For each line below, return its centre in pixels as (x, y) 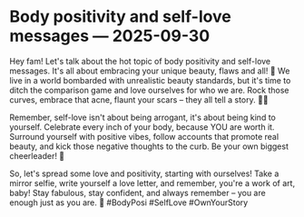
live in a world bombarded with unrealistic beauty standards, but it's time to (150, 80)
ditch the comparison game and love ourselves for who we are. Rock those (149, 90)
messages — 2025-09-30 (110, 36)
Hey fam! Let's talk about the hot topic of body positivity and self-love (140, 61)
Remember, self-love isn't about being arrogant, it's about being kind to (143, 117)
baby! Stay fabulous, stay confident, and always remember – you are (137, 192)
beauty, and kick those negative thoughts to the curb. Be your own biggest (149, 146)
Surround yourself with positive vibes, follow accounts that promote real (144, 136)
